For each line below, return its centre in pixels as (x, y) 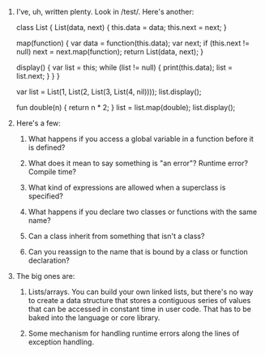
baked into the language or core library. (94, 318)
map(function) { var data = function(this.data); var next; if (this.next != (132, 43)
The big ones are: (45, 276)
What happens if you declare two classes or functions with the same (143, 212)
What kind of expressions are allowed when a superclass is (127, 187)
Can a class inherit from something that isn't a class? (116, 236)
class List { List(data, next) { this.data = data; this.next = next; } (121, 27)
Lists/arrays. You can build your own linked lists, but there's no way (141, 292)
